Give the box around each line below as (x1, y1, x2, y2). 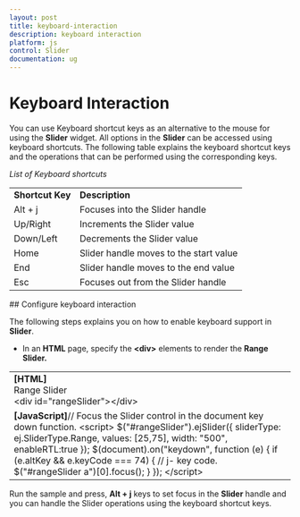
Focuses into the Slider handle (79, 203, 207, 216)
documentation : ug (9, 55, 78, 64)
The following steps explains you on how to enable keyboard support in (9, 316, 272, 326)
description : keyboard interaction (9, 30, 142, 38)
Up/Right (13, 217, 52, 230)
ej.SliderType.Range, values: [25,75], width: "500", (13, 431, 228, 444)
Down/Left (13, 232, 58, 244)
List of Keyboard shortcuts (9, 168, 107, 179)
